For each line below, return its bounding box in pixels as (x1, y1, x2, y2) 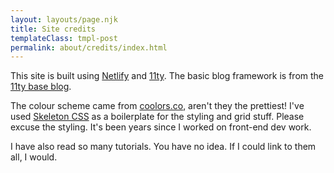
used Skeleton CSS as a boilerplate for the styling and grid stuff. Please (10, 111, 305, 123)
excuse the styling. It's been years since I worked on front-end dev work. (10, 121, 312, 133)
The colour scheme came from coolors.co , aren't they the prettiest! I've (10, 100, 305, 112)
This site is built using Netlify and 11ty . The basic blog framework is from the (10, 70, 325, 82)
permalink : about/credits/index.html (10, 42, 168, 53)
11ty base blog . (10, 81, 72, 93)
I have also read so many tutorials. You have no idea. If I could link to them (10, 141, 317, 153)
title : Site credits (10, 24, 97, 34)
